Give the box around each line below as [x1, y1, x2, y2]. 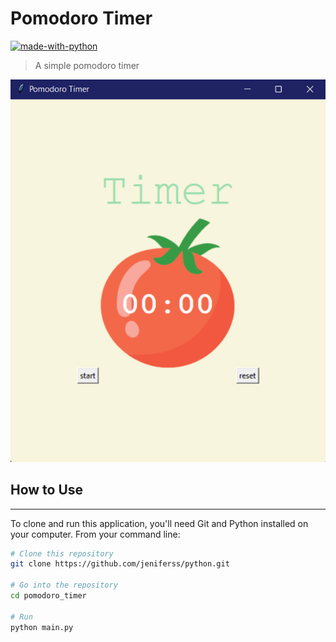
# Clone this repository [10, 548, 114, 559]
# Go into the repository [10, 580, 118, 591]
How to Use [10, 482, 84, 499]
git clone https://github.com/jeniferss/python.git [10, 559, 230, 569]
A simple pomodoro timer [34, 59, 140, 71]
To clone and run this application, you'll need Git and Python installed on [10, 517, 309, 529]
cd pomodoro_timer [10, 591, 87, 601]
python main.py [10, 622, 74, 632]
